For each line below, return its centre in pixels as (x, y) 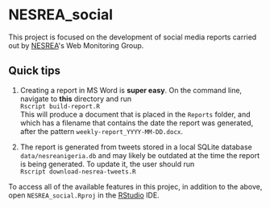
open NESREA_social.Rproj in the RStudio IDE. (84, 195)
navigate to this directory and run (75, 99)
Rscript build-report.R (60, 106)
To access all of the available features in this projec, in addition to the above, (135, 186)
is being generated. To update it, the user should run (107, 164)
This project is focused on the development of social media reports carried (133, 37)
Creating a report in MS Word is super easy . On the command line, (131, 90)
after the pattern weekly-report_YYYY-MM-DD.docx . (102, 131)
